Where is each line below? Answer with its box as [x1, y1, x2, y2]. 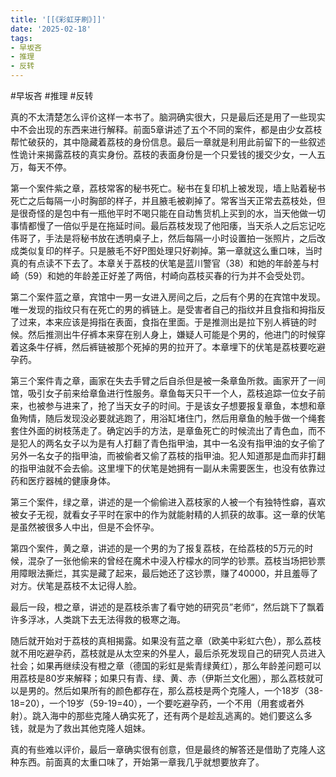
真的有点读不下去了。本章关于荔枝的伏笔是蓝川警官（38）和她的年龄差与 [10, 257, 311, 269]
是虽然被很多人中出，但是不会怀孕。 [10, 521, 160, 533]
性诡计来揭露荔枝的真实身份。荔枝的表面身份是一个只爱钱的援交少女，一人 [10, 149, 317, 160]
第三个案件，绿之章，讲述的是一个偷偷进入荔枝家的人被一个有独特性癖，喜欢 [10, 496, 326, 508]
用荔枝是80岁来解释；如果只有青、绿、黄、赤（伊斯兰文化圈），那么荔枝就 [10, 672, 315, 684]
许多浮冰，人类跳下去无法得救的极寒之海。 [10, 614, 186, 625]
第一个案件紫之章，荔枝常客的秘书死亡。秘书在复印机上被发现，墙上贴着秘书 [10, 182, 326, 194]
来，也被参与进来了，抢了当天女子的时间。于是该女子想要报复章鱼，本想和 [10, 400, 317, 411]
